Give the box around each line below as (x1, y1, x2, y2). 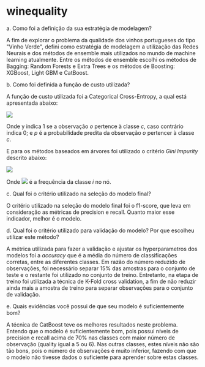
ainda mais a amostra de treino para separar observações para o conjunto (6, 284, 193, 292)
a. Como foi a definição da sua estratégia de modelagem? (6, 25, 152, 32)
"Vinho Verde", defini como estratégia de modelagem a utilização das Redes (6, 43, 199, 50)
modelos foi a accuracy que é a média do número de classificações (6, 251, 177, 259)
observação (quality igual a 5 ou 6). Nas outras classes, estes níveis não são (6, 340, 199, 347)
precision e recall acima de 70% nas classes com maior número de (6, 334, 176, 341)
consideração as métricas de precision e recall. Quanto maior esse (6, 208, 175, 216)
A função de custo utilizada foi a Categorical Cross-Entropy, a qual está (6, 93, 187, 100)
